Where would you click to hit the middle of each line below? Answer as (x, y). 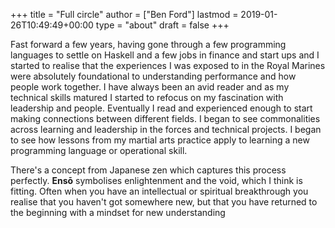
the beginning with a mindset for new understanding (118, 212)
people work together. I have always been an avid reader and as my (150, 87)
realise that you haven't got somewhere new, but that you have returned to (164, 202)
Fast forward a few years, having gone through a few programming (148, 44)
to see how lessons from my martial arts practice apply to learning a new (160, 140)
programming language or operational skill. (99, 150)
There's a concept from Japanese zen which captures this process (148, 170)
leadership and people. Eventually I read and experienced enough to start (161, 108)
